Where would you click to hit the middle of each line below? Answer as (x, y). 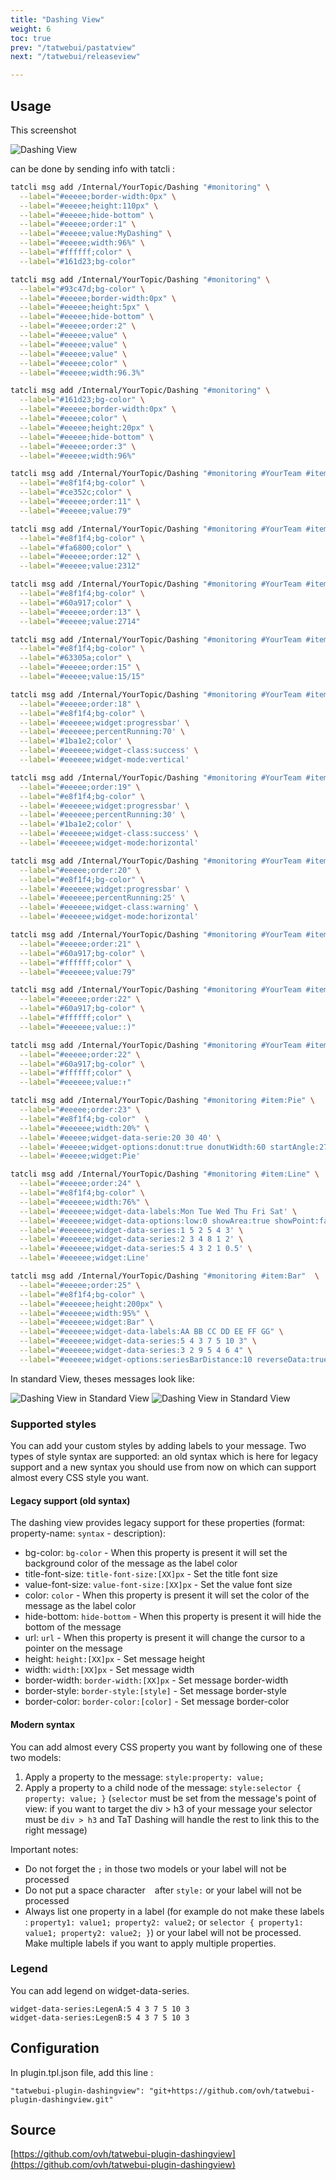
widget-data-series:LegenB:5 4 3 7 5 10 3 (100, 2017)
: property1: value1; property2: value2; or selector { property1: (164, 1922)
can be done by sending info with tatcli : (93, 168)
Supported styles (53, 1424)
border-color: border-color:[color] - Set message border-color (157, 1702)
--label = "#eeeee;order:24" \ (80, 1184)
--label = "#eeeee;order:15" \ (80, 667)
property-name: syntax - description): (88, 1533)
